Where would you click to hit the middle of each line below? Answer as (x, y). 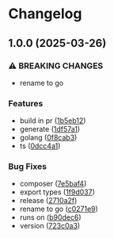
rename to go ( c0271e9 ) (59, 209)
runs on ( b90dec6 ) (50, 217)
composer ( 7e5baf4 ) (53, 184)
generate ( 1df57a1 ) (50, 129)
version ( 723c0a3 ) (50, 226)
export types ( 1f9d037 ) (57, 192)
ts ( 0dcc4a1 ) (40, 146)
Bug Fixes (28, 167)
